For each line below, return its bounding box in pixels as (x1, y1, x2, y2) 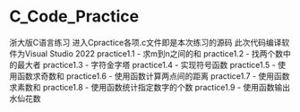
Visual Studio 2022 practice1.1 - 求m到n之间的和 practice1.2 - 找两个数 (24, 47, 284, 59)
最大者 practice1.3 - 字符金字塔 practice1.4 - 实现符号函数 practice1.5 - (16, 59, 276, 70)
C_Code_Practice (9, 6, 140, 27)
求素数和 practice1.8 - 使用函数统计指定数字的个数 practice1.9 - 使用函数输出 (9, 82, 291, 92)
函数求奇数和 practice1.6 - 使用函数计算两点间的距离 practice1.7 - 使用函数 (16, 70, 290, 82)
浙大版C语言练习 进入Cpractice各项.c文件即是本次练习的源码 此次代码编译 (9, 37, 282, 47)
